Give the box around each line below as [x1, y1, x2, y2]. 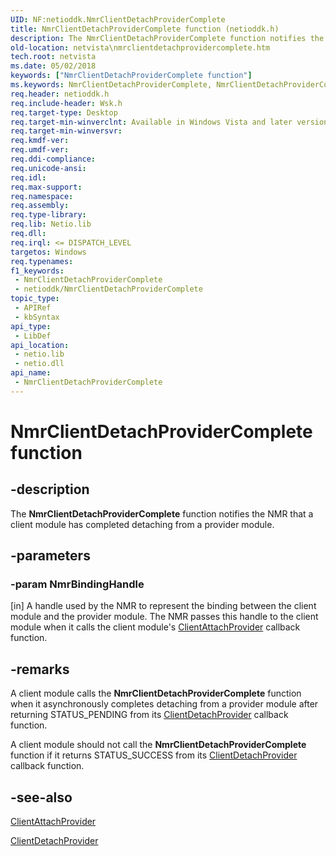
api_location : [10, 340, 70, 350]
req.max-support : [10, 182, 83, 192]
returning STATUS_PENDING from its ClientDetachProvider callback [10, 709, 289, 721]
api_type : [10, 321, 52, 331]
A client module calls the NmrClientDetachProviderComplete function [10, 687, 302, 700]
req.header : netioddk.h [10, 89, 110, 99]
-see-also [10, 789, 73, 806]
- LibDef [14, 331, 52, 341]
